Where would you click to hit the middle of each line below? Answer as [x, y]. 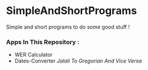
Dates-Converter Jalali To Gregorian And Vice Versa [78, 61]
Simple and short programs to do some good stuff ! [68, 27]
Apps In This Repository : [43, 42]
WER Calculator [33, 55]
